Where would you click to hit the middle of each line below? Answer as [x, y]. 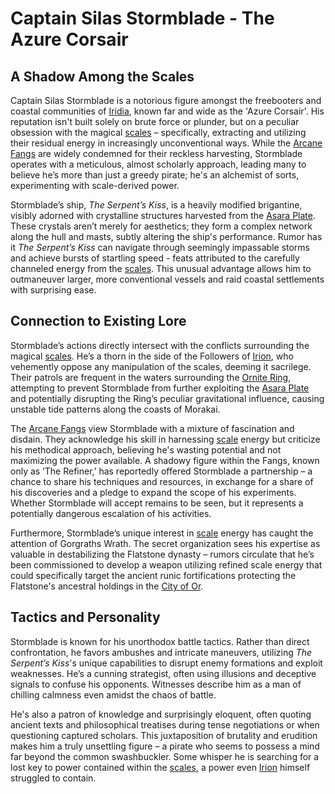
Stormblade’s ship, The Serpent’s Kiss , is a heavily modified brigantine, [156, 205]
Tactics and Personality [85, 617]
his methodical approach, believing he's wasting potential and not [146, 449]
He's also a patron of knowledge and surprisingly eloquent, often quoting [161, 714]
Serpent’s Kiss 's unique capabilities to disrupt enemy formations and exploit [166, 663]
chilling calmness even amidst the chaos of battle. [113, 694]
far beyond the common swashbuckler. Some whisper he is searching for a [165, 756]
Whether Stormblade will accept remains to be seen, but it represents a [157, 503]
